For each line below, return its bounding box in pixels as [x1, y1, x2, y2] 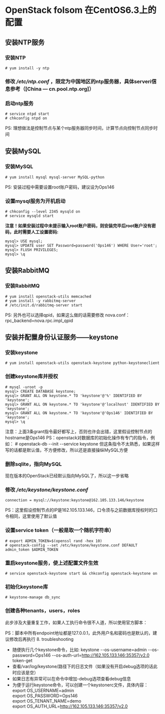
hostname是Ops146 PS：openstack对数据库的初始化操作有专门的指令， [5, 435, 151, 441]
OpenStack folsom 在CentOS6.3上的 [5, 4, 157, 16]
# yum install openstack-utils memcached [5, 294, 92, 299]
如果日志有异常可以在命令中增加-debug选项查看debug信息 [12, 675, 132, 681]
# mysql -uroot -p [5, 384, 43, 390]
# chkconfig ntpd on [5, 116, 48, 121]
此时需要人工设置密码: [13, 229, 59, 235]
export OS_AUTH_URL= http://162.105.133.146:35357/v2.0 [12, 703, 128, 709]
